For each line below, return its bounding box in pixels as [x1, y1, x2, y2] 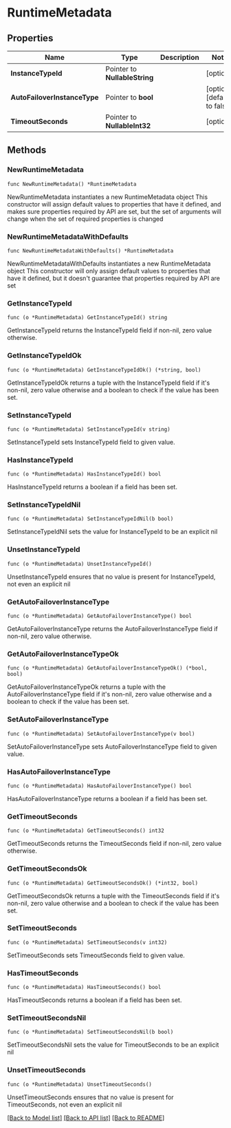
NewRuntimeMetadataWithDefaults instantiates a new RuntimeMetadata [7, 259, 211, 268]
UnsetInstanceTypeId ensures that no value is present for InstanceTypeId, [7, 573, 216, 581]
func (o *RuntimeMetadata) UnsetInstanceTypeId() [7, 560, 153, 567]
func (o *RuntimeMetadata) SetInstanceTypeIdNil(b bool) [7, 515, 174, 522]
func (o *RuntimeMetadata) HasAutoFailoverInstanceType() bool [7, 783, 192, 789]
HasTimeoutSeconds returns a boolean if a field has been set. [7, 996, 182, 1004]
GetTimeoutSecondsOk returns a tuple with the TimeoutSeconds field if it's [7, 891, 220, 900]
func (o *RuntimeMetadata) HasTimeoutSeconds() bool [7, 984, 162, 991]
